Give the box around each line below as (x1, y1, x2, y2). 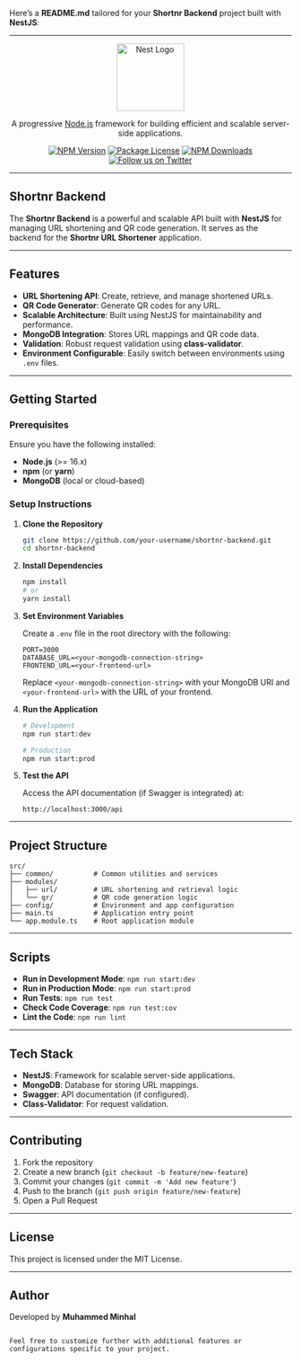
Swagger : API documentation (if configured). (21, 1089, 190, 1100)
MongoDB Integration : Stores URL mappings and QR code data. (21, 328, 260, 340)
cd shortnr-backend (21, 544, 96, 553)
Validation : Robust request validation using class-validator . (21, 338, 245, 349)
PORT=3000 (21, 645, 60, 654)
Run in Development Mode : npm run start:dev (21, 974, 196, 985)
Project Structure (9, 837, 107, 853)
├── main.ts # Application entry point (9, 909, 194, 918)
